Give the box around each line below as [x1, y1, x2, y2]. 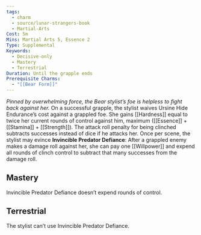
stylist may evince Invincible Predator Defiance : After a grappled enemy [6, 136, 187, 143]
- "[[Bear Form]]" [11, 82, 58, 88]
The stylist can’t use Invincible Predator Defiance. [6, 222, 130, 229]
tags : [6, 8, 20, 15]
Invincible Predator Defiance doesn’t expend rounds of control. [6, 189, 162, 196]
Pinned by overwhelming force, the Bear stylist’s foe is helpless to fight [6, 98, 182, 105]
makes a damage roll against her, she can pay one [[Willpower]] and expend [6, 142, 196, 150]
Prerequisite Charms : [6, 76, 61, 82]
